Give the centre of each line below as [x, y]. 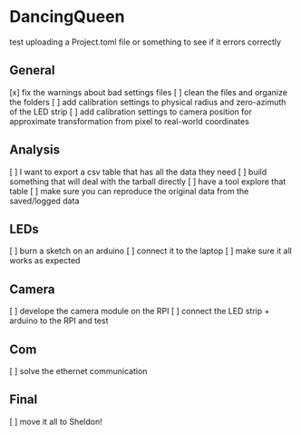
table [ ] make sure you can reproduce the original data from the [129, 191]
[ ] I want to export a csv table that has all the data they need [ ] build [138, 172]
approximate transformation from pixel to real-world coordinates [129, 121]
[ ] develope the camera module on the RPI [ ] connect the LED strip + [140, 311]
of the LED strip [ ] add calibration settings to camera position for [131, 112]
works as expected [45, 261]
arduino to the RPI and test [59, 321]
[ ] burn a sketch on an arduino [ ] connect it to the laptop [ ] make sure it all [150, 251]
